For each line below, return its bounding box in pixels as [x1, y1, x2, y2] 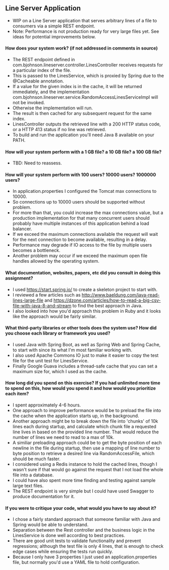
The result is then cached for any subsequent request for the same [12, 110, 152, 116]
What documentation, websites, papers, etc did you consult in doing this [5, 270, 161, 276]
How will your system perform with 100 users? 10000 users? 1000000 [5, 172, 156, 178]
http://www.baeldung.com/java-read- [81, 292, 160, 298]
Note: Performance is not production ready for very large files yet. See [12, 28, 159, 34]
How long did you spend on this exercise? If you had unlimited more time [5, 380, 160, 386]
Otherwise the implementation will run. [12, 105, 93, 111]
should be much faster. [12, 456, 61, 462]
